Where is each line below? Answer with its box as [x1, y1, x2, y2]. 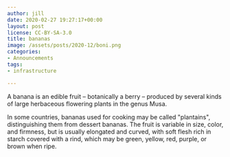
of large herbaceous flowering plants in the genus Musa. [7, 99, 168, 108]
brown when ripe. [7, 142, 57, 150]
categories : [7, 49, 41, 56]
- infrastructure [7, 67, 57, 74]
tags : [7, 61, 23, 68]
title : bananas [7, 36, 51, 43]
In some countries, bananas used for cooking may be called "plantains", [7, 112, 211, 121]
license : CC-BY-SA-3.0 [7, 29, 72, 36]
